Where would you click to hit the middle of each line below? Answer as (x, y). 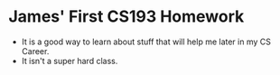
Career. (35, 51)
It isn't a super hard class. (70, 61)
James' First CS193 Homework (126, 17)
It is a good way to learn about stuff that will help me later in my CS (146, 42)
